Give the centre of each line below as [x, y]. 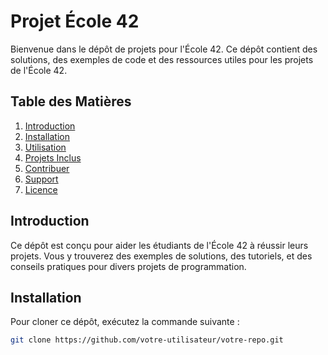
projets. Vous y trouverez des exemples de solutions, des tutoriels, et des [161, 256]
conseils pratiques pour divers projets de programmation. [128, 266]
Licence [41, 189]
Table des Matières [71, 101]
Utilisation [45, 147]
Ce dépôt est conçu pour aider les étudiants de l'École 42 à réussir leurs [159, 245]
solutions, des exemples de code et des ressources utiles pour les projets [162, 59]
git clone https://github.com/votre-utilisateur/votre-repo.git [147, 340]
